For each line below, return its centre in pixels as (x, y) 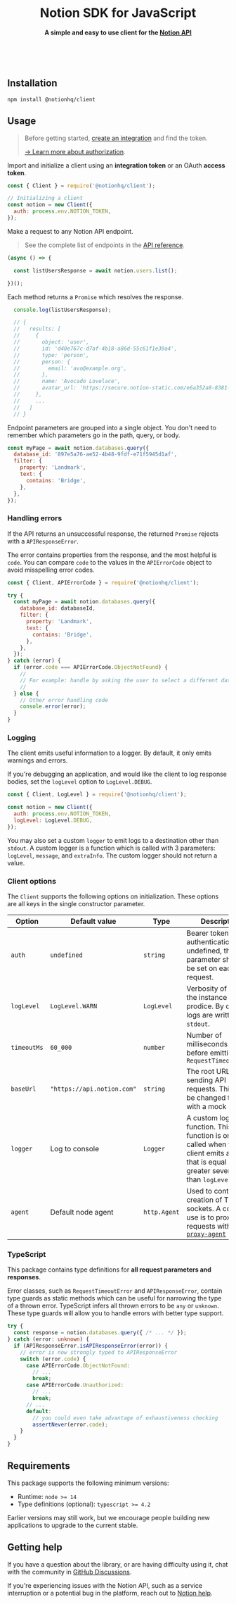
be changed (206, 1098)
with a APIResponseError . (43, 541)
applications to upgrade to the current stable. (73, 1525)
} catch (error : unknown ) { (48, 1339)
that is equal (206, 1162)
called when (206, 1144)
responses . (24, 1277)
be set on (202, 968)
